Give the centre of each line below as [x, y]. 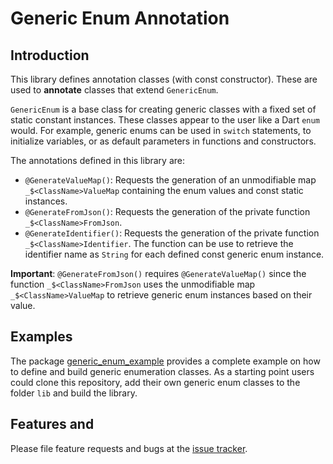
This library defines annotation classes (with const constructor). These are [164, 79]
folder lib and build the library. [74, 393]
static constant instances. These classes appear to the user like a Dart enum [165, 120]
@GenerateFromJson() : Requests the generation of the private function [167, 211]
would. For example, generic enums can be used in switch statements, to [161, 130]
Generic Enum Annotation [120, 18]
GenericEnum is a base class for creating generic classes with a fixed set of [163, 109]
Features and [52, 424]
